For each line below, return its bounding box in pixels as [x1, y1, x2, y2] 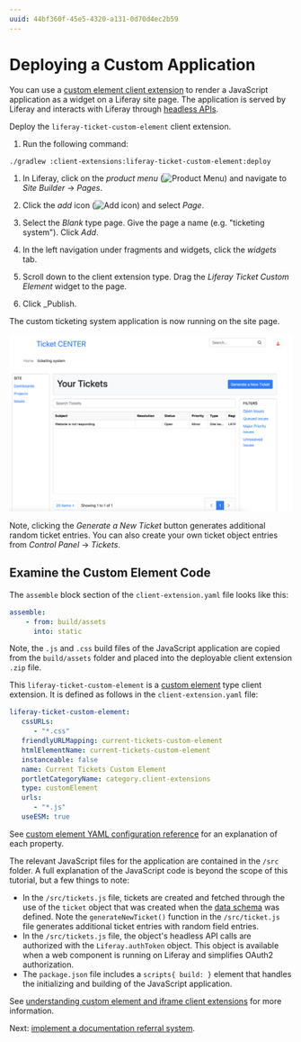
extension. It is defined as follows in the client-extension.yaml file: [9, 689, 259, 700]
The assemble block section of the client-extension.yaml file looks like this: [9, 589, 289, 600]
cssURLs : [21, 717, 54, 727]
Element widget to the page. [22, 281, 128, 292]
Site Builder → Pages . [22, 183, 103, 194]
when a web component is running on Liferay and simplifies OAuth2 [22, 949, 274, 960]
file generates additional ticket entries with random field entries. [22, 920, 259, 931]
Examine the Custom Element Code [9, 566, 211, 581]
